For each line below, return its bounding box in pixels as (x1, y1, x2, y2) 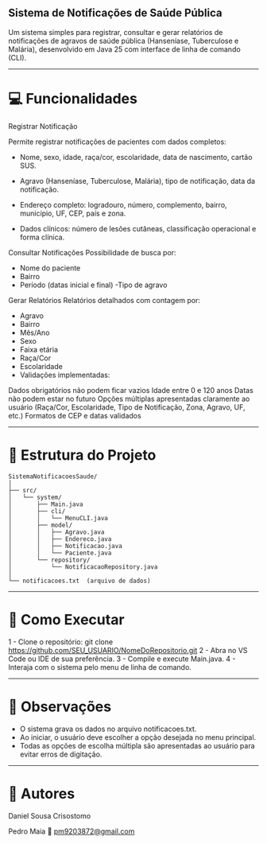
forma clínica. (19, 232, 65, 242)
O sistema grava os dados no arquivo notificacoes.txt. (19, 724, 197, 733)
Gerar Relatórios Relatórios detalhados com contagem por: (8, 295, 201, 305)
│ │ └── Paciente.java (8, 549, 112, 557)
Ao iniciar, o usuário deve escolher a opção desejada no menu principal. (19, 732, 257, 742)
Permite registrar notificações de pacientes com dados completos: (8, 137, 226, 146)
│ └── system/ (8, 493, 62, 501)
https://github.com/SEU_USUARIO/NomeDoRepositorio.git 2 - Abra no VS (8, 645, 248, 655)
